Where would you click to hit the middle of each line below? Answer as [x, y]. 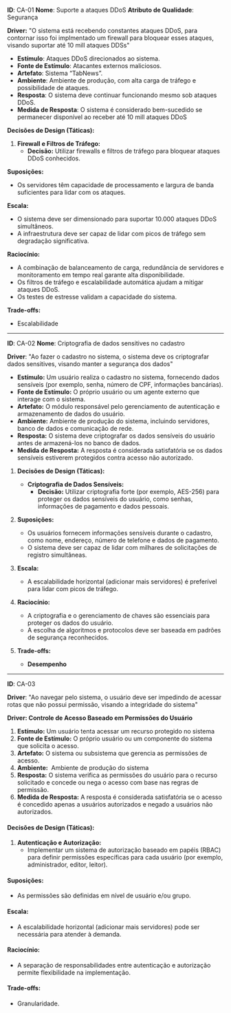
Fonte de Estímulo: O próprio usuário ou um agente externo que [108, 392]
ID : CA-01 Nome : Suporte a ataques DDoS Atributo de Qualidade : [100, 10]
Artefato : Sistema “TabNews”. [60, 73]
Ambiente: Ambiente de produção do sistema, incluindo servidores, [113, 421]
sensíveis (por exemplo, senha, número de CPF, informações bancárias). [120, 384]
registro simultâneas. [57, 555]
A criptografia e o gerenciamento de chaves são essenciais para [119, 616]
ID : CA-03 [21, 684]
